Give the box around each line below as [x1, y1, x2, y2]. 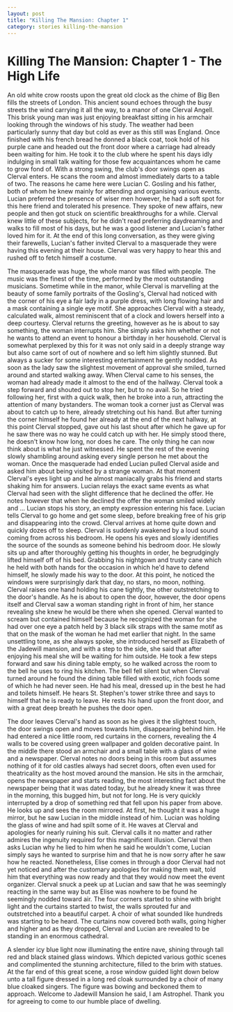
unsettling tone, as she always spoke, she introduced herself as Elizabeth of [7, 637, 225, 646]
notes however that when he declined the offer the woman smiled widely [7, 497, 216, 505]
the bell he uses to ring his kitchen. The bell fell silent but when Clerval [7, 667, 210, 676]
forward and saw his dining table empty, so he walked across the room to [7, 660, 218, 668]
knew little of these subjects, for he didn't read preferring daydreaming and [7, 217, 223, 225]
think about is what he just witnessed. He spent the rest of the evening [7, 445, 210, 453]
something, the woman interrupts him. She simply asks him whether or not [7, 327, 220, 335]
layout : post [7, 10, 45, 17]
